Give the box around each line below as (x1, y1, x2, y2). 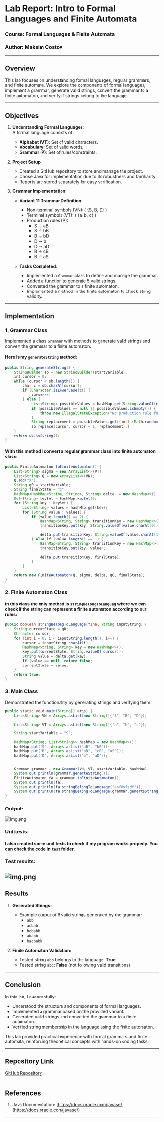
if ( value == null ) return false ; (22, 659, 93, 664)
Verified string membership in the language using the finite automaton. (12, 1024, 155, 1030)
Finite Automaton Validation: (12, 947, 72, 953)
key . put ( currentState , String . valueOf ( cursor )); (22, 649, 123, 654)
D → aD (34, 244, 50, 249)
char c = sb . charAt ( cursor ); (22, 383, 82, 388)
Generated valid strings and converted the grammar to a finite (12, 1014, 137, 1019)
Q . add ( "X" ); (14, 478, 38, 483)
